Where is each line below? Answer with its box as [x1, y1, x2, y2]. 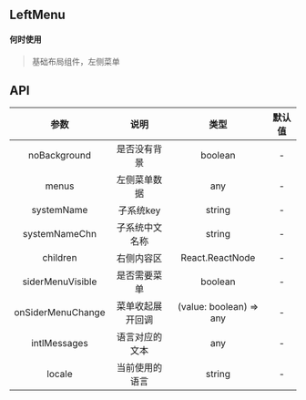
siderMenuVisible [22, 275, 97, 288]
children [42, 251, 77, 264]
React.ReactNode [180, 251, 256, 264]
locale [46, 368, 73, 381]
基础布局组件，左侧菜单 [31, 56, 120, 67]
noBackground [28, 149, 91, 162]
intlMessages [31, 337, 88, 350]
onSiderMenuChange [14, 306, 107, 319]
